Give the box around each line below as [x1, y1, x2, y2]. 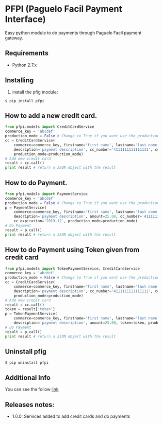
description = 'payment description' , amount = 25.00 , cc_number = [14, 214, 142, 219]
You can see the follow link [5, 387, 59, 392]
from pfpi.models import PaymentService [5, 191, 88, 196]
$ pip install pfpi [5, 98, 45, 103]
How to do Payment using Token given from [5, 246, 140, 254]
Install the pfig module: [12, 89, 58, 95]
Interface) [5, 14, 46, 25]
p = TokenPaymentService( [5, 311, 57, 317]
